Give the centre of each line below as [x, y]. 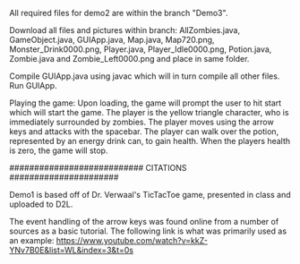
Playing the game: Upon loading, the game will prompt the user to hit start [146, 103]
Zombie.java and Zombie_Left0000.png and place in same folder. [129, 59]
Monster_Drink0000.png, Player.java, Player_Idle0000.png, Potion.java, [141, 49]
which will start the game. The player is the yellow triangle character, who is [149, 112]
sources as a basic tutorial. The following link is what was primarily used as [148, 231]
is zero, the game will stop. [59, 150]
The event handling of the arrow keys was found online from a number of [144, 221]
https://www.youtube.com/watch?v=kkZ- [132, 240]
